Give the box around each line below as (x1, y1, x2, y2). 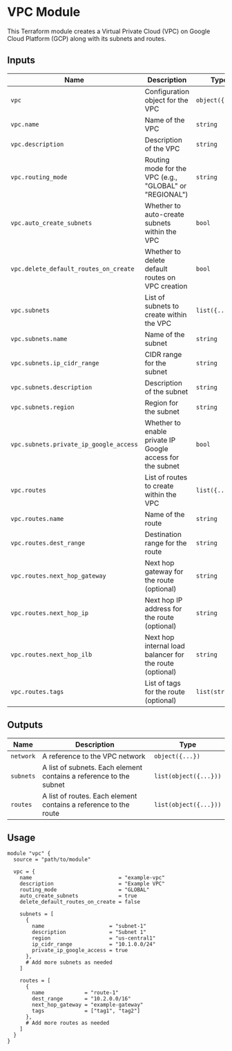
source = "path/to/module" (13, 856, 91, 863)
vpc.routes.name (10, 515, 64, 522)
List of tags (144, 678, 181, 688)
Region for (144, 398, 179, 408)
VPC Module (7, 4, 81, 20)
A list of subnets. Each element (42, 762, 143, 772)
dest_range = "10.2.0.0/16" (32, 996, 131, 1003)
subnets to (144, 301, 180, 311)
